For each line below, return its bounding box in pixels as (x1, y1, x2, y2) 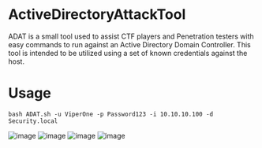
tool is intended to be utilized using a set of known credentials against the (8, 48, 248, 57)
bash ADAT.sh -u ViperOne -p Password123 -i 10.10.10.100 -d (8, 110, 214, 118)
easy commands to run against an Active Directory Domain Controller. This (8, 39, 251, 49)
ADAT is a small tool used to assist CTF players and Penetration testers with (8, 31, 254, 41)
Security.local (8, 117, 58, 125)
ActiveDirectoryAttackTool (8, 6, 186, 24)
